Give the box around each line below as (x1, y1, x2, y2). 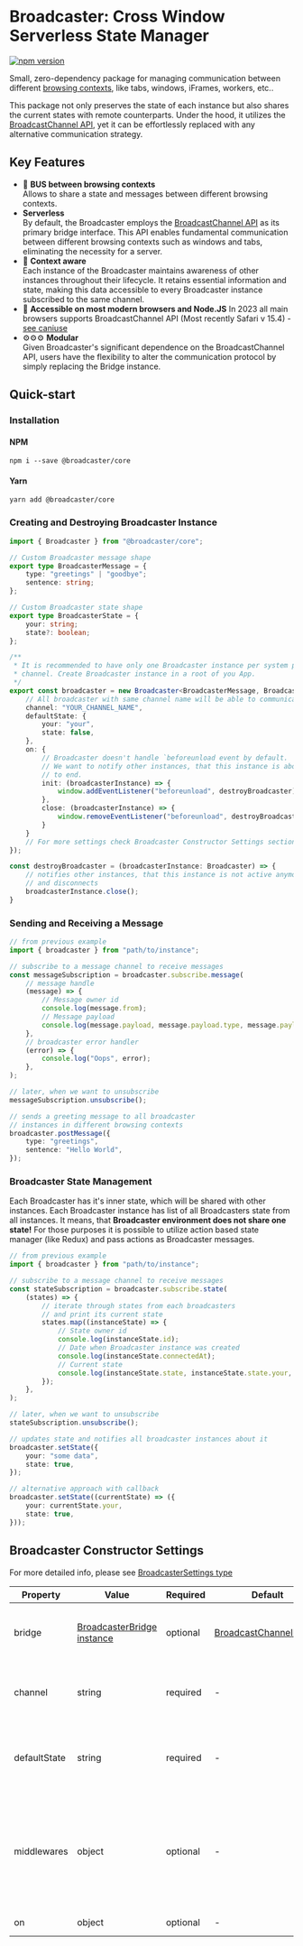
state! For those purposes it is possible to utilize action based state (9, 1224, 260, 1235)
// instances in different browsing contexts (9, 1121, 183, 1130)
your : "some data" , (25, 1451, 99, 1461)
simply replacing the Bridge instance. (22, 361, 161, 372)
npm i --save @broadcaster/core (9, 457, 131, 466)
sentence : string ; (25, 578, 95, 587)
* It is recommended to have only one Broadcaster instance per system (13, 661, 289, 670)
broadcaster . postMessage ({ (9, 1129, 111, 1138)
